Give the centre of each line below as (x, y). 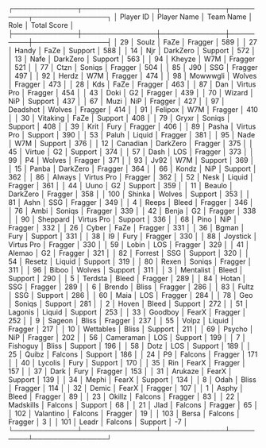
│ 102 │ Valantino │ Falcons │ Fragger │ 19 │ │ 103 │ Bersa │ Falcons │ (124, 413)
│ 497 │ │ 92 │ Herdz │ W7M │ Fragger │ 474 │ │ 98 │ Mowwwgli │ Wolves (133, 76)
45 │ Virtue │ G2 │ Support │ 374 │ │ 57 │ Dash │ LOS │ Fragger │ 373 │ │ (131, 152)
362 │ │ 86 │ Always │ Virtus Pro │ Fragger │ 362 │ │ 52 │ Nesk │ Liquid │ (131, 177)
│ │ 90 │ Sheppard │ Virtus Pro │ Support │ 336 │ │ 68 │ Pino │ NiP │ (123, 219)
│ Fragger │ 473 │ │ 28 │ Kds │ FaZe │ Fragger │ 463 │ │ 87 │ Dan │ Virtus (132, 84)
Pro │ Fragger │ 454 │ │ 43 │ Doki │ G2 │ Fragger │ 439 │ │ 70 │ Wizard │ (131, 93)
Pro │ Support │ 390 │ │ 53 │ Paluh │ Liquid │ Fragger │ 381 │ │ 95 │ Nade (132, 135)
